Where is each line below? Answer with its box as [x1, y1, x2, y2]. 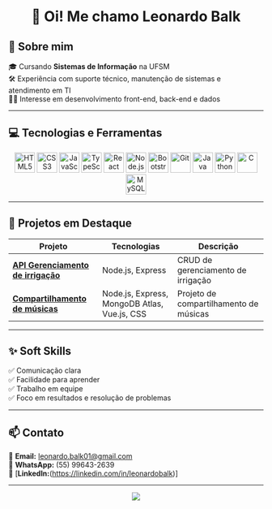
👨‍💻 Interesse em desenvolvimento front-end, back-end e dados [8, 94, 221, 104]
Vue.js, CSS [102, 308, 147, 319]
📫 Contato [8, 425, 65, 439]
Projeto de [176, 287, 217, 299]
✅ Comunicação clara [8, 365, 82, 376]
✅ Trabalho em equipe [8, 384, 83, 394]
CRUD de [176, 254, 213, 265]
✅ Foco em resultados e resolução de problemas [8, 393, 172, 403]
